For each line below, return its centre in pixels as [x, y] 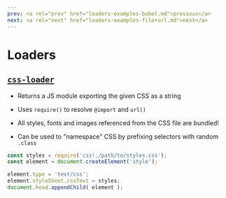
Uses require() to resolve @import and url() [82, 109]
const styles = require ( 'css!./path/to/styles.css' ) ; [87, 155]
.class [27, 143]
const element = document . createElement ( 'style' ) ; [83, 162]
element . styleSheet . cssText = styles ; [64, 181]
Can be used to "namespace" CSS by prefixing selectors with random [118, 136]
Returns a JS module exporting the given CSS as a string [99, 96]
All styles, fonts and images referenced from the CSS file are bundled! [118, 122]
